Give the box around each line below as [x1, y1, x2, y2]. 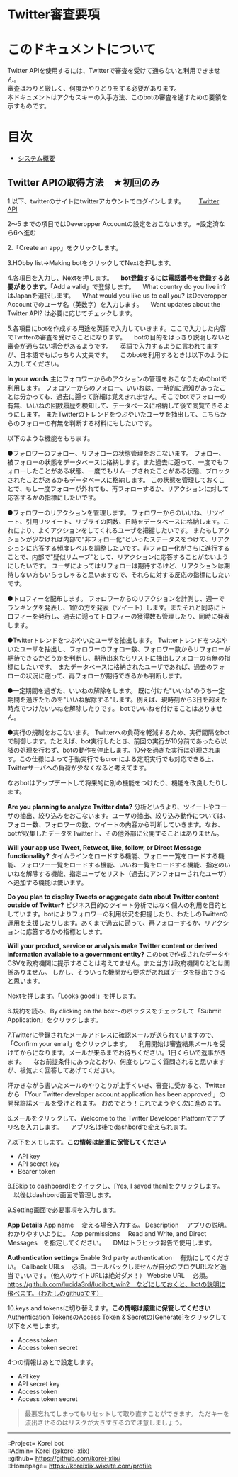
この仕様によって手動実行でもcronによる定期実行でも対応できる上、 [18, 754, 218, 763]
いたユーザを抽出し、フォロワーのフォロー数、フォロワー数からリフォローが [7, 644, 231, 653]
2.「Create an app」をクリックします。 [7, 243, 123, 252]
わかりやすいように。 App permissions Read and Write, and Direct [7, 1229, 207, 1237]
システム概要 [17, 154, 55, 163]
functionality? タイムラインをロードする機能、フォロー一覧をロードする [7, 851, 218, 860]
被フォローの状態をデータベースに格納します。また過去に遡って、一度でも [7, 458, 223, 466]
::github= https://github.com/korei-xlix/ [7, 1454, 121, 1462]
